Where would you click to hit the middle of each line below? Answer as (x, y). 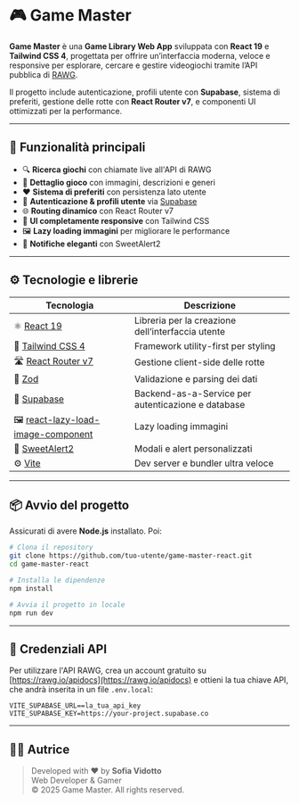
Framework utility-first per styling (205, 345)
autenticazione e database (190, 404)
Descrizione (210, 305)
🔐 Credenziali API (58, 649)
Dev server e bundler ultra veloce (204, 463)
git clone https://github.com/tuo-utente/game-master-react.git (131, 556)
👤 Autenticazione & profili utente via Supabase (109, 201)
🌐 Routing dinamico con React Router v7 (98, 211)
